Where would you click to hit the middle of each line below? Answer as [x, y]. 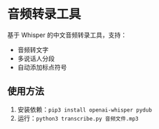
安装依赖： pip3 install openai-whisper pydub [85, 109]
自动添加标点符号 [42, 67]
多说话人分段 [36, 58]
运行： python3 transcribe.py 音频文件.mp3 [78, 118]
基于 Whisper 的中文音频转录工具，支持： [67, 35]
